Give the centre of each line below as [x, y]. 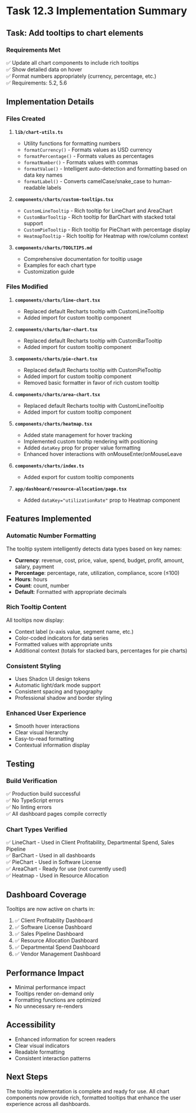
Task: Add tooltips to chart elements [75, 33]
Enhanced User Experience [46, 713]
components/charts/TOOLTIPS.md [53, 248]
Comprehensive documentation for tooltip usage [83, 259]
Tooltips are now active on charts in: [50, 909]
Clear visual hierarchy [41, 732]
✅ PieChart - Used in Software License [54, 862]
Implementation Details [50, 102]
